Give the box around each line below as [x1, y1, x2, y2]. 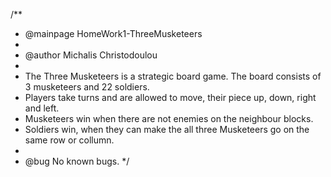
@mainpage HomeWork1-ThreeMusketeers [24, 28, 203, 39]
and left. [24, 102, 60, 114]
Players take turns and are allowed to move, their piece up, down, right [24, 92, 317, 103]
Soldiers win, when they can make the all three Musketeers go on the [24, 124, 310, 135]
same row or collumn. [24, 134, 115, 146]
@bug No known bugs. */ [24, 155, 130, 167]
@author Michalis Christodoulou [24, 49, 158, 61]
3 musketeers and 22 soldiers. [24, 81, 150, 93]
